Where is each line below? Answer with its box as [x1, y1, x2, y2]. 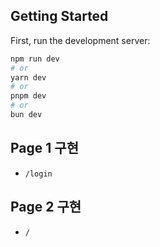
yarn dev [10, 72, 47, 83]
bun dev [10, 110, 43, 120]
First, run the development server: [10, 34, 151, 46]
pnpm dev [10, 91, 47, 101]
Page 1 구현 [10, 140, 79, 157]
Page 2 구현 [10, 199, 82, 216]
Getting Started [10, 8, 109, 25]
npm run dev [10, 54, 60, 64]
